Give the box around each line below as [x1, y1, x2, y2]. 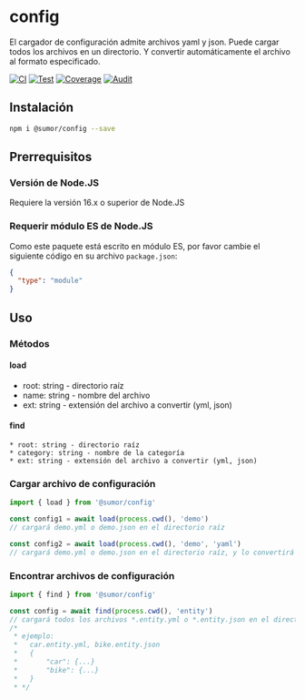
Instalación [9, 100, 74, 116]
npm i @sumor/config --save [9, 124, 116, 133]
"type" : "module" [17, 276, 84, 286]
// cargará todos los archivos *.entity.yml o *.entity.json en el [9, 614, 271, 624]
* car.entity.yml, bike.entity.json [13, 640, 161, 650]
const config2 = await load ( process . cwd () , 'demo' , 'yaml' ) [9, 539, 242, 548]
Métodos [9, 337, 50, 350]
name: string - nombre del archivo [22, 390, 151, 401]
